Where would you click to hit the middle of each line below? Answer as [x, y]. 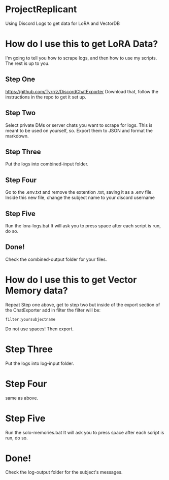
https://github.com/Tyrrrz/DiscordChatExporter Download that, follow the [82, 91]
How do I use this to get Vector [71, 280]
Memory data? [37, 290]
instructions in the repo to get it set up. [46, 97]
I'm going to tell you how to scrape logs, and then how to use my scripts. [81, 58]
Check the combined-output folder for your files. [56, 259]
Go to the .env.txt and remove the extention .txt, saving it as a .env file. [79, 192]
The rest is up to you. [27, 63]
